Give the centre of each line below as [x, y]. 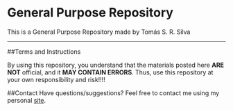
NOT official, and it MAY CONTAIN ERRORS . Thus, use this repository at [110, 72]
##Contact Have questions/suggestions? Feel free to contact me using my [113, 93]
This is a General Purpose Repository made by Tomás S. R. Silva [99, 32]
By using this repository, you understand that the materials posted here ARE [115, 65]
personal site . [27, 100]
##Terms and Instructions [44, 51]
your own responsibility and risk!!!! [56, 79]
